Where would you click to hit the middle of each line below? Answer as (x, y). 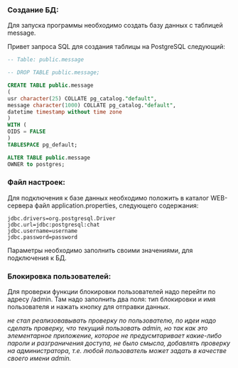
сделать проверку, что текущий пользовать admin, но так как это (108, 328)
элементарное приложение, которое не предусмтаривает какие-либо (115, 336)
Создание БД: (33, 10)
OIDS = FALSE (27, 132)
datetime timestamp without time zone (65, 112)
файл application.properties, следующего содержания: (117, 205)
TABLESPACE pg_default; (43, 145)
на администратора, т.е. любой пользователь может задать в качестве (117, 351)
